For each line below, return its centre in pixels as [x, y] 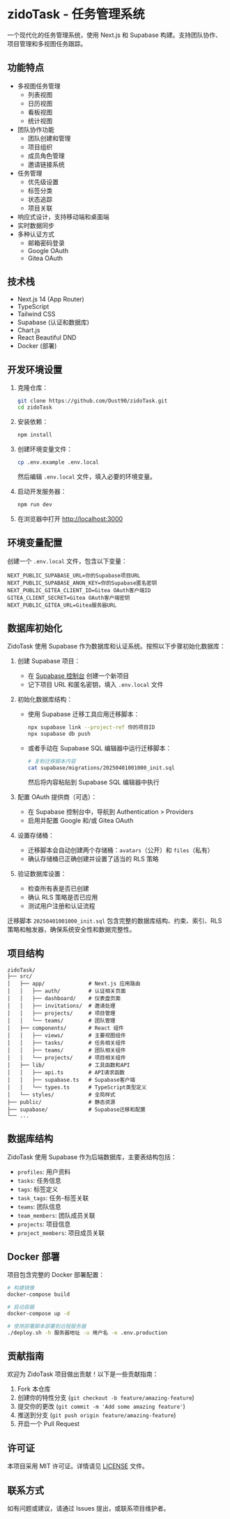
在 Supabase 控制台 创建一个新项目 [78, 676]
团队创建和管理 [49, 138]
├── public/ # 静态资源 [62, 1102]
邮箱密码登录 [46, 243]
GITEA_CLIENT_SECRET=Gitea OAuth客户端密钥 [69, 598]
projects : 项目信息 [44, 1224]
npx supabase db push [59, 734]
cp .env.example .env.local [58, 462]
